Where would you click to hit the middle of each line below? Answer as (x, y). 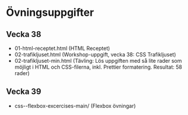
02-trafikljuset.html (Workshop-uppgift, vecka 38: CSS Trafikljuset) (95, 55)
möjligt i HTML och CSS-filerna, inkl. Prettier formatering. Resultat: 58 (98, 67)
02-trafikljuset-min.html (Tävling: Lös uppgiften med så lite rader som (98, 61)
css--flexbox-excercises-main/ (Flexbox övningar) (75, 106)
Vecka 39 (24, 92)
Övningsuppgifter (50, 13)
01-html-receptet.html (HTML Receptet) (62, 48)
